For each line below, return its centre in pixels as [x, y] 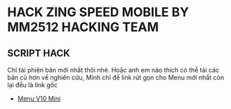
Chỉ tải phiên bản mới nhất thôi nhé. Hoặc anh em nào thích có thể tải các [113, 70]
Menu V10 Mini [39, 98]
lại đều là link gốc [33, 85]
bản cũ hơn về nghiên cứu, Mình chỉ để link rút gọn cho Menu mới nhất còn [116, 77]
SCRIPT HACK [39, 53]
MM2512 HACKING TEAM [83, 27]
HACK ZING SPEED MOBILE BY [98, 12]
